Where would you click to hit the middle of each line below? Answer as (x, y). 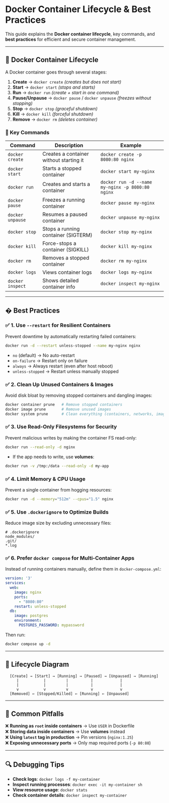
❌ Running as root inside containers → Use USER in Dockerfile (70, 726)
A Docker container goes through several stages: (56, 72)
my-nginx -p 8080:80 (125, 187)
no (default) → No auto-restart (44, 355)
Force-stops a (59, 243)
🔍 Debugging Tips (35, 764)
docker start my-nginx (128, 172)
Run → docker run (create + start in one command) (66, 92)
